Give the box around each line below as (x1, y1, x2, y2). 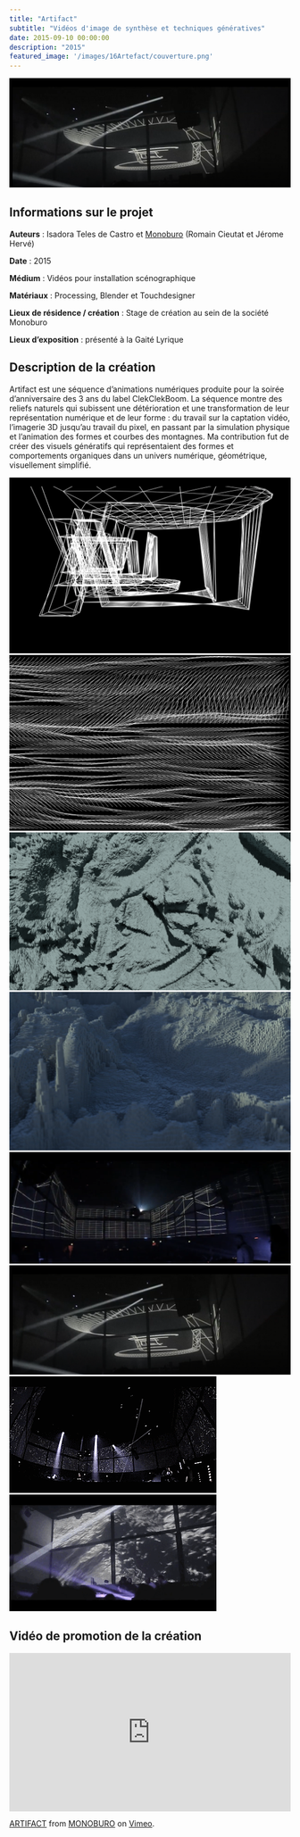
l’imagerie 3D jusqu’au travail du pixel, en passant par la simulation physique (9, 421, 290, 432)
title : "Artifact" (9, 14, 78, 23)
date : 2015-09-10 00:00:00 (9, 33, 110, 42)
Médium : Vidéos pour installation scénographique (9, 272, 196, 283)
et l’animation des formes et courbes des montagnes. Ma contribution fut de (9, 431, 290, 442)
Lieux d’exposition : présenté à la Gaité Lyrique (9, 334, 184, 345)
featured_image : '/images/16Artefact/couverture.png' (9, 52, 214, 62)
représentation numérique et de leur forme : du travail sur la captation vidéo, (9, 411, 290, 423)
